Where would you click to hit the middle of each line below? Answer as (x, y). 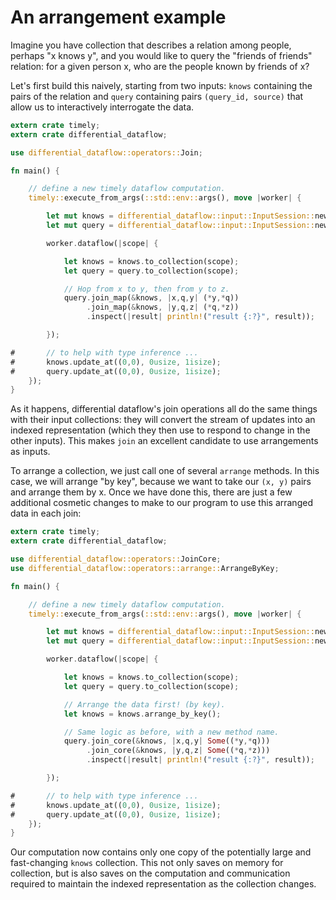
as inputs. (30, 452)
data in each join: (46, 513)
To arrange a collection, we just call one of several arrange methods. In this (165, 471)
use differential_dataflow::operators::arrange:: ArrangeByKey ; (145, 568)
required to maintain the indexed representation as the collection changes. (163, 884)
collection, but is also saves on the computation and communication (150, 873)
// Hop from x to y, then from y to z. (146, 289)
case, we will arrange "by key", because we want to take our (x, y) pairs (161, 482)
